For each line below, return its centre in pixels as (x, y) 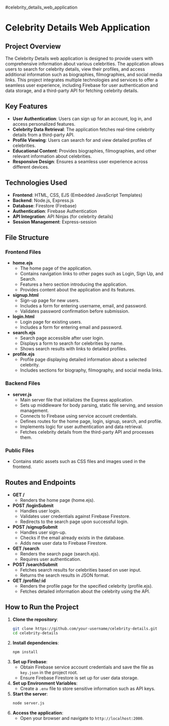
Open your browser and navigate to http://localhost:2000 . (82, 718)
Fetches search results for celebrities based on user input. (81, 569)
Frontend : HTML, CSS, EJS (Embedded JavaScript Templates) (77, 195)
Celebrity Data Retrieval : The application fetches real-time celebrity (83, 129)
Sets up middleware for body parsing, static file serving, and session (91, 405)
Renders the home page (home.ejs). (57, 500)
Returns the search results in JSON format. (65, 575)
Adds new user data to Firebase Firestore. (64, 543)
